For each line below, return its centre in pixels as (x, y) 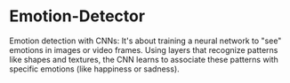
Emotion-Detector (77, 16)
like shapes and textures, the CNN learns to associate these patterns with (144, 59)
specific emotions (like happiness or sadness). (94, 69)
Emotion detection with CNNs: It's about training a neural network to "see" (145, 41)
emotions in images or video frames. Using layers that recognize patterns (144, 49)
